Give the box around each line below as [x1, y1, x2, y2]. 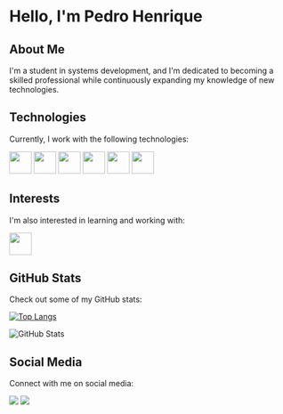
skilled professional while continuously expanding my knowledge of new [9, 75, 275, 85]
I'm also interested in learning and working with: [9, 215, 185, 225]
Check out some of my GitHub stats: [9, 294, 142, 304]
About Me [9, 42, 65, 57]
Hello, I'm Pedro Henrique [9, 6, 203, 27]
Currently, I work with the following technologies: [9, 134, 190, 144]
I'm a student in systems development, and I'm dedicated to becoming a [9, 65, 274, 76]
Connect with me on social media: [9, 378, 134, 389]
